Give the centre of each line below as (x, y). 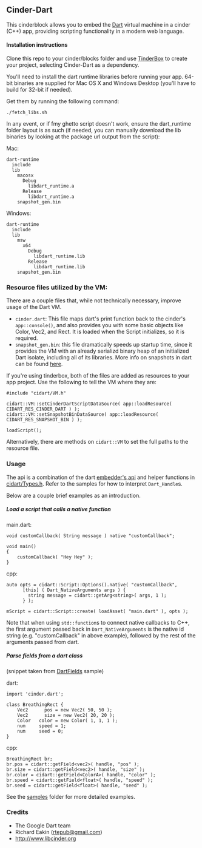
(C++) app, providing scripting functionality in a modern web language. (95, 31)
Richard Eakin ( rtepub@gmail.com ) (59, 832)
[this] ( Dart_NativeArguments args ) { (74, 590)
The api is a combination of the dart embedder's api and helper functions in (101, 477)
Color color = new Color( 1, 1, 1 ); (68, 721)
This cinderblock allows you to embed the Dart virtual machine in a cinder (99, 24)
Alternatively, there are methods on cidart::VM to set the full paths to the (97, 442)
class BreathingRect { (35, 704)
